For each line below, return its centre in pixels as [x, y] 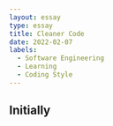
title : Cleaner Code [47, 33]
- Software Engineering [60, 58]
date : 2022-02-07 [41, 42]
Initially [30, 111]
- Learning [37, 67]
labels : [23, 50]
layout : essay [35, 17]
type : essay [31, 26]
